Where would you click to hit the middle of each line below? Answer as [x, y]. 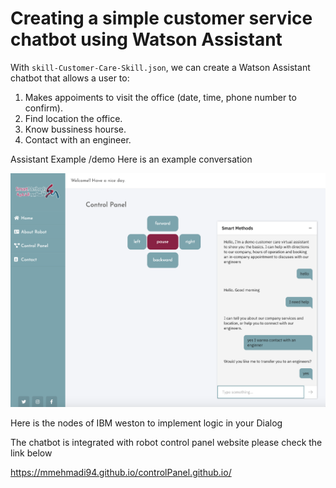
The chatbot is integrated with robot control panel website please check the [166, 443]
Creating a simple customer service [161, 18]
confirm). [43, 108]
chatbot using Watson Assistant [146, 39]
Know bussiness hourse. [75, 129]
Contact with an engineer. [78, 139]
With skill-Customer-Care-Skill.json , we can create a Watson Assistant [160, 67]
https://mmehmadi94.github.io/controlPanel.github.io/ [121, 473]
